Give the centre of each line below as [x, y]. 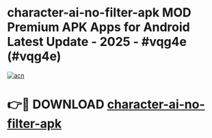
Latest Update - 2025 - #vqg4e [97, 42]
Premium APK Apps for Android [98, 27]
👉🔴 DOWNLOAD [56, 105]
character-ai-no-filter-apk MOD [99, 13]
